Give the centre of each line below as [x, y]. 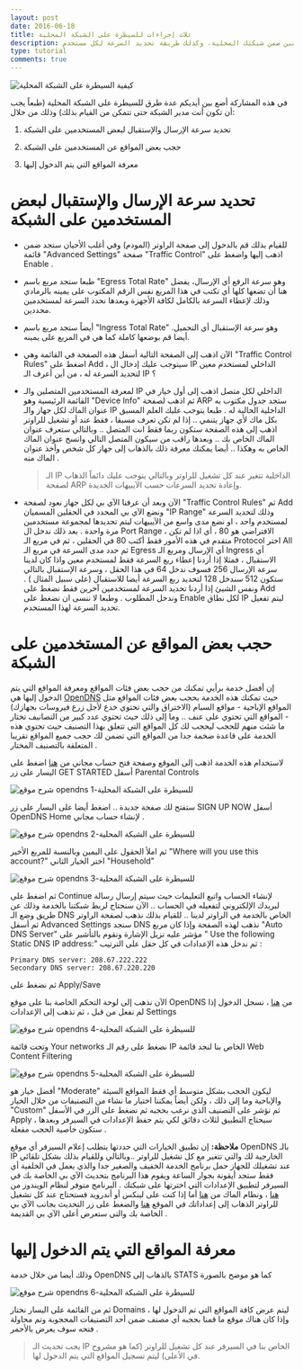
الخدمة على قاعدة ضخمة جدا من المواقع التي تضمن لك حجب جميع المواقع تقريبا [143, 735]
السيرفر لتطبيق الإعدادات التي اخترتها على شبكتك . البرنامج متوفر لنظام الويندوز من [149, 1185]
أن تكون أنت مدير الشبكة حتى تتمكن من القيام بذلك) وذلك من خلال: [123, 112]
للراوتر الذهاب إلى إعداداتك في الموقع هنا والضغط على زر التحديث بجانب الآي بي [144, 1204]
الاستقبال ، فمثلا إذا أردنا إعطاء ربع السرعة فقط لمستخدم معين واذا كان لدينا [150, 560]
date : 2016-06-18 [43, 26]
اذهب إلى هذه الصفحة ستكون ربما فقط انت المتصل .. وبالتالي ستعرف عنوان [150, 429]
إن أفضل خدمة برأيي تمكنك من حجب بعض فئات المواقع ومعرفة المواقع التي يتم [143, 687]
